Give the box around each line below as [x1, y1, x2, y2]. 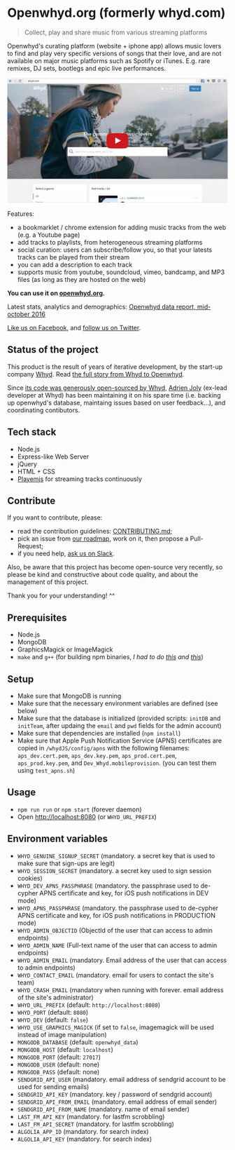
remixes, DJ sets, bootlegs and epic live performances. [7, 64, 166, 72]
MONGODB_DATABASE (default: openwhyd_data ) [17, 1038, 138, 1046]
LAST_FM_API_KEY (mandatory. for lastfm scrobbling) [17, 1112, 165, 1121]
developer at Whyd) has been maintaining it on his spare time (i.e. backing [7, 391, 222, 399]
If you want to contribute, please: [7, 513, 103, 522]
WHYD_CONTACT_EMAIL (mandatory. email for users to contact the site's [17, 970, 215, 979]
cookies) [17, 874, 43, 882]
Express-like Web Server [17, 452, 90, 461]
